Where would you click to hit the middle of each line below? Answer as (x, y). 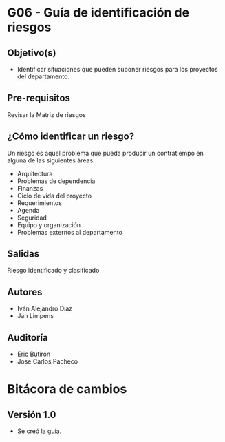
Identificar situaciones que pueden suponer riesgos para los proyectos (117, 69)
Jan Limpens (35, 316)
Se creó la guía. (39, 431)
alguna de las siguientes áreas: (51, 160)
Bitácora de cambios (67, 389)
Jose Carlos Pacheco (47, 361)
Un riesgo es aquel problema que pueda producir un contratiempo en (106, 153)
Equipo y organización (49, 224)
